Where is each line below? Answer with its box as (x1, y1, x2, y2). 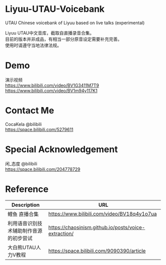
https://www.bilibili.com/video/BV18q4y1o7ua (48, 210, 157, 217)
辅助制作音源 (12, 227, 43, 234)
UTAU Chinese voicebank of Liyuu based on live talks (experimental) (5, 20, 145, 26)
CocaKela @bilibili (5, 121, 42, 127)
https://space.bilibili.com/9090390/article (48, 247, 146, 254)
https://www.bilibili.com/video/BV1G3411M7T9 (5, 82, 99, 88)
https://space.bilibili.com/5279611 (5, 126, 74, 132)
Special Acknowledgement (5, 144, 118, 155)
